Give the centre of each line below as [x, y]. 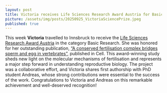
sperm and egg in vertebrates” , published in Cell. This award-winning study [83, 54]
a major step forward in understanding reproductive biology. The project [79, 64]
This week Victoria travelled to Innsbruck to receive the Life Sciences [77, 38]
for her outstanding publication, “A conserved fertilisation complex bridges [82, 48]
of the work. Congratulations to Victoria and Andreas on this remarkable [79, 80]
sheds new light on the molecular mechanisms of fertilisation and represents [83, 59]
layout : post [19, 10]
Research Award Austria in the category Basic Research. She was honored [81, 43]
